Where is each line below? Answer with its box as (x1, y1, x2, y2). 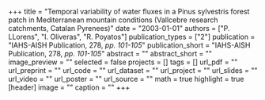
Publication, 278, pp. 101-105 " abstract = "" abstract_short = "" (8, 49, 212, 58)
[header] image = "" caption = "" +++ (8, 83, 131, 92)
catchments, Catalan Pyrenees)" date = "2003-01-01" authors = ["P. (8, 24, 231, 33)
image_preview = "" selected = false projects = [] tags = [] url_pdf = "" (8, 57, 238, 67)
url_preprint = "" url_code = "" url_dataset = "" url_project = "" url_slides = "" (8, 66, 258, 75)
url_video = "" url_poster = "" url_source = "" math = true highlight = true (8, 75, 244, 83)
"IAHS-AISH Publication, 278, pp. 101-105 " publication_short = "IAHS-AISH (8, 40, 251, 50)
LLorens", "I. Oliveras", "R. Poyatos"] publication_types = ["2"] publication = (8, 32, 256, 41)
